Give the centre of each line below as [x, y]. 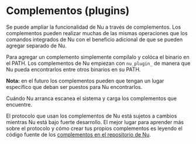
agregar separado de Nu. [36, 46]
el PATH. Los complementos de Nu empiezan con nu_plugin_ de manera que [98, 63]
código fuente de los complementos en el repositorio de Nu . [78, 134]
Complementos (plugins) [68, 11]
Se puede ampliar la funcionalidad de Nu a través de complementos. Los [94, 27]
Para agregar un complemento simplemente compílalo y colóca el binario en [98, 57]
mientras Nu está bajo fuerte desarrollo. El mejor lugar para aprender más [95, 122]
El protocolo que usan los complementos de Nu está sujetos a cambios [92, 116]
